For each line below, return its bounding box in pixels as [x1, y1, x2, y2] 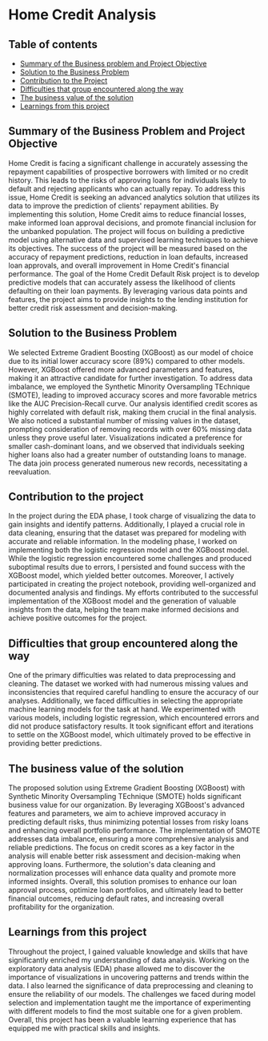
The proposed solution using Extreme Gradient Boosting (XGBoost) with [8, 783, 246, 793]
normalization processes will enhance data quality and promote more [8, 868, 236, 878]
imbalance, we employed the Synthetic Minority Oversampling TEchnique [8, 381, 250, 391]
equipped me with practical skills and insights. [8, 1023, 161, 1033]
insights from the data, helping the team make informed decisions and [8, 605, 239, 615]
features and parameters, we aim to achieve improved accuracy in [8, 809, 226, 818]
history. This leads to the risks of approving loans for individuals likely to [8, 175, 246, 185]
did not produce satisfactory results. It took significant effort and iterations [8, 721, 254, 731]
